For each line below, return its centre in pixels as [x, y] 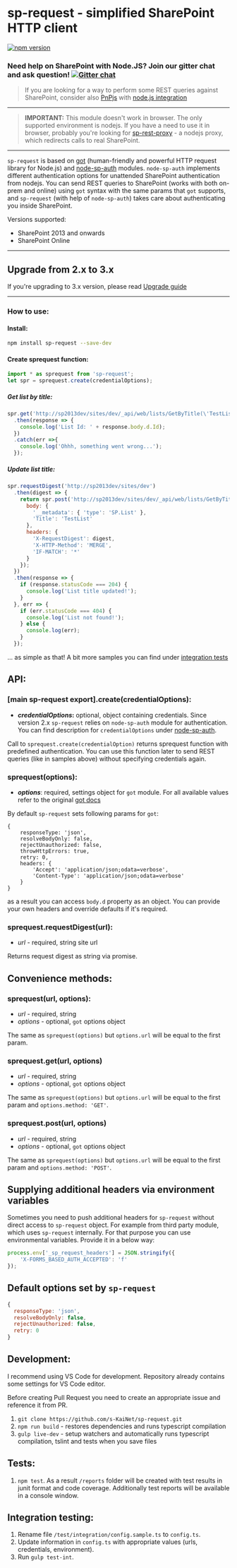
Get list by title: [30, 396]
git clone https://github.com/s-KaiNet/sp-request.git [100, 1419]
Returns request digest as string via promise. [72, 956]
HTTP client [43, 28]
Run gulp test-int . [45, 1557]
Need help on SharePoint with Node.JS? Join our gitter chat [111, 66]
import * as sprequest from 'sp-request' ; [71, 374]
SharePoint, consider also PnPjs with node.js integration [106, 97]
